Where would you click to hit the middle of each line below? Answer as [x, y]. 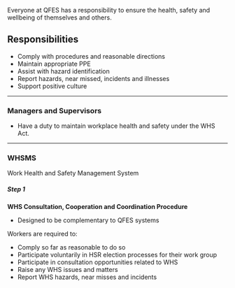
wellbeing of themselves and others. [59, 17]
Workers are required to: [43, 234]
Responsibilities [43, 39]
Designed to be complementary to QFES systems [88, 220]
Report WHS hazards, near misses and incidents [87, 277]
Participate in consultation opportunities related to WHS [98, 262]
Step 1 [16, 189]
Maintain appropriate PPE [54, 64]
